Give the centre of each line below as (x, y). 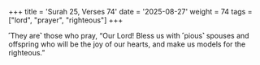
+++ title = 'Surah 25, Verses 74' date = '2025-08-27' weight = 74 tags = (130, 12)
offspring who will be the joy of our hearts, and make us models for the (127, 44)
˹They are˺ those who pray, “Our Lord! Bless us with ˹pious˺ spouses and (129, 36)
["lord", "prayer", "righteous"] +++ (66, 20)
